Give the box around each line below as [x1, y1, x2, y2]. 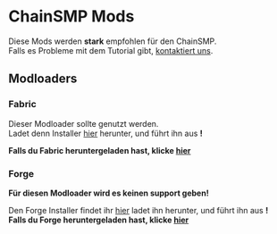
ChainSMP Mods [8, 6, 135, 27]
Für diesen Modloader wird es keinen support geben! [8, 188, 209, 198]
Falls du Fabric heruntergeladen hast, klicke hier [8, 145, 191, 155]
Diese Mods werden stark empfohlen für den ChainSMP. [8, 36, 217, 46]
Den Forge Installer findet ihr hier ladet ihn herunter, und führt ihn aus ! [8, 205, 269, 215]
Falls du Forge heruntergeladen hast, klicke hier [8, 214, 189, 225]
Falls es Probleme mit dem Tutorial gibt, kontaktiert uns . [8, 45, 214, 55]
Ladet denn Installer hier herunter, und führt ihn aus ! [8, 128, 203, 138]
